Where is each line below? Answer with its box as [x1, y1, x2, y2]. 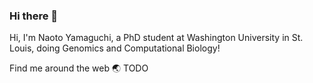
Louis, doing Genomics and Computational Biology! [9, 42, 221, 54]
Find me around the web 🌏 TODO [9, 62, 149, 74]
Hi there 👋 [9, 9, 59, 23]
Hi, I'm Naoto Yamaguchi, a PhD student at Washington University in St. [9, 32, 304, 44]
